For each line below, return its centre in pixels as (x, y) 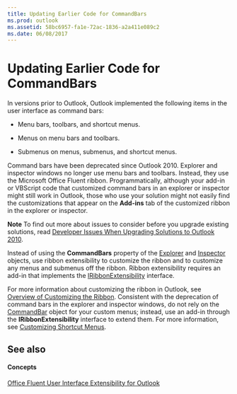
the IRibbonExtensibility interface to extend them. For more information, (113, 320)
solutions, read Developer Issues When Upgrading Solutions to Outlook (111, 232)
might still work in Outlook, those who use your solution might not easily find (118, 196)
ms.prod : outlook (33, 21)
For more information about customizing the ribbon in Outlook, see (104, 289)
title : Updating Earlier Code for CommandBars (77, 14)
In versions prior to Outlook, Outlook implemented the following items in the (117, 103)
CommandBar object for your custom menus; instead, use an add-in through (118, 312)
